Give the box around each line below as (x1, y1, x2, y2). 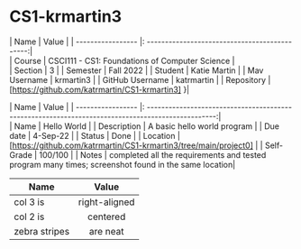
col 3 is (14, 196, 45, 208)
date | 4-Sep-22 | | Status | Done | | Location (9, 130, 176, 141)
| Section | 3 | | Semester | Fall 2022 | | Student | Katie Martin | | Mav (9, 65, 264, 76)
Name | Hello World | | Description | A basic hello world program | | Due (14, 120, 279, 132)
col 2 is (14, 210, 45, 223)
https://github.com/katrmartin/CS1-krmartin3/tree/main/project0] (12, 140, 254, 151)
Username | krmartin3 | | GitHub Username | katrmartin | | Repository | (9, 74, 271, 85)
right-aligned (78, 196, 135, 208)
